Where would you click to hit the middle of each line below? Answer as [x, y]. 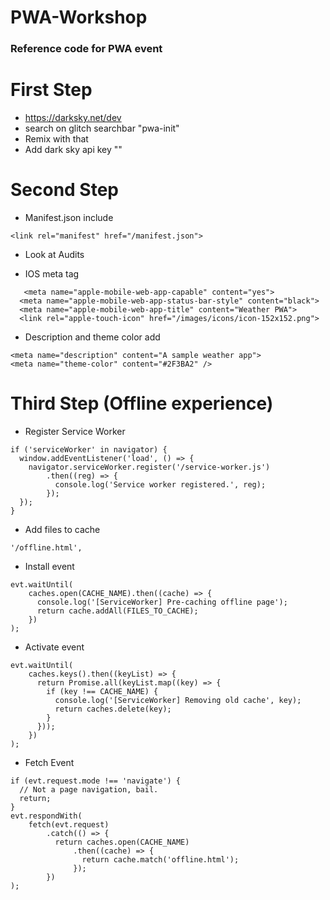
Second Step [65, 190]
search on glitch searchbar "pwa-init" [102, 128]
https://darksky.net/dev [73, 118]
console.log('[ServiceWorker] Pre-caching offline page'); [162, 602]
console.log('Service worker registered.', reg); [160, 484]
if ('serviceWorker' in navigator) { [89, 449]
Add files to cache [62, 529]
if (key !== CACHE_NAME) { [102, 691]
